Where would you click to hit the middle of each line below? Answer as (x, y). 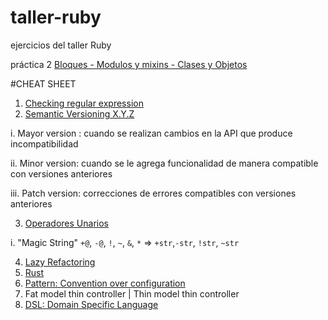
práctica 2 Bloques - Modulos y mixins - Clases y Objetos (129, 64)
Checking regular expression (84, 103)
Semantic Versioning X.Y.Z (79, 113)
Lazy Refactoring (60, 262)
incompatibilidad (44, 143)
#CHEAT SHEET (43, 83)
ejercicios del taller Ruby (61, 45)
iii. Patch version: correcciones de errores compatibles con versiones (153, 193)
